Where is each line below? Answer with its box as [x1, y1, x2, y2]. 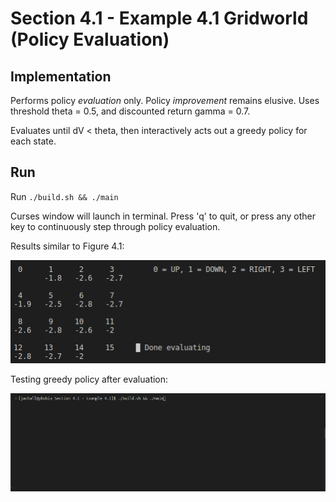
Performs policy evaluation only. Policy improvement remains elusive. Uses [10, 95, 320, 106]
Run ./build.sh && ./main [10, 190, 119, 202]
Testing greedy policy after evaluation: [10, 373, 169, 386]
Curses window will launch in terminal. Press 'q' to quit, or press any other [10, 210, 316, 222]
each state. [10, 135, 57, 147]
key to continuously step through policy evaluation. [10, 220, 221, 232]
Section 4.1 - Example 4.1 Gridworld [10, 7, 309, 30]
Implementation [10, 68, 112, 85]
